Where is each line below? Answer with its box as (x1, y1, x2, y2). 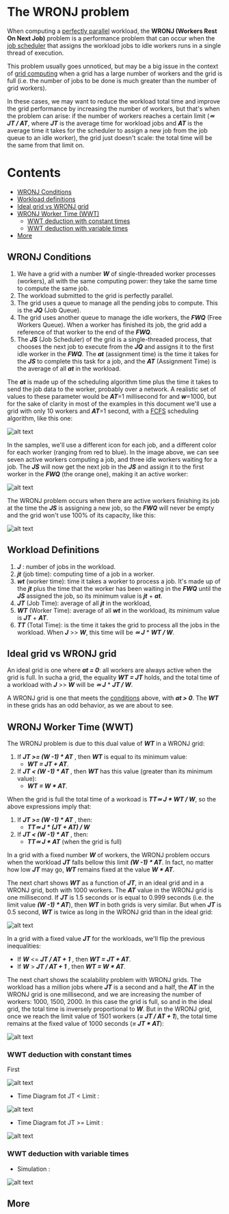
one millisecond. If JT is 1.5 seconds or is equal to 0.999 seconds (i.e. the (7, 894, 214, 902)
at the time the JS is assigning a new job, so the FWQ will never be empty (7, 504, 215, 512)
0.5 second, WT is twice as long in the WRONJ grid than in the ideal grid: (7, 908, 213, 916)
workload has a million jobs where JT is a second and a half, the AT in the (7, 983, 215, 992)
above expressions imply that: (7, 802, 92, 810)
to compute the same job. (16, 284, 90, 292)
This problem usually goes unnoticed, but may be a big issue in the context (7, 62, 219, 70)
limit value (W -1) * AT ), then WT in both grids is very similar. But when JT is (7, 900, 222, 909)
